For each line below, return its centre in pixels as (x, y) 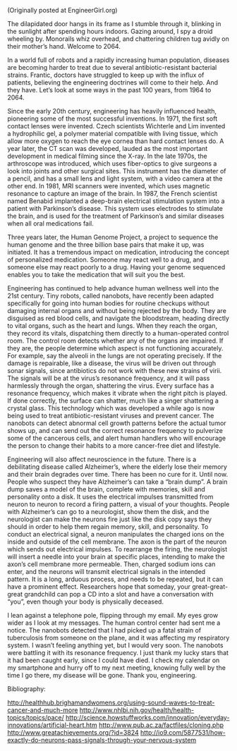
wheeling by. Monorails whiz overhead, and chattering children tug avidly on (118, 39)
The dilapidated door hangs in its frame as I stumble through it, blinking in (114, 24)
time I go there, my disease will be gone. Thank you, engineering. (102, 675)
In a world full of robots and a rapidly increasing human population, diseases (119, 60)
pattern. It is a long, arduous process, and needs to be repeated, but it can (115, 579)
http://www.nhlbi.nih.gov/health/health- (137, 710)
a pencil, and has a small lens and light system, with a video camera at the (115, 178)
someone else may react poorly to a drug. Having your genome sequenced (116, 267)
